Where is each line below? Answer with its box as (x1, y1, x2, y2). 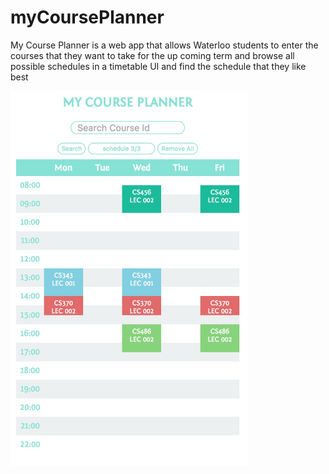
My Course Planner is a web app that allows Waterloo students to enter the (10, 39, 319, 51)
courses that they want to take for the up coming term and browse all (10, 49, 295, 61)
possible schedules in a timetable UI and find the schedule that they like (10, 60, 307, 72)
